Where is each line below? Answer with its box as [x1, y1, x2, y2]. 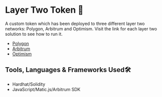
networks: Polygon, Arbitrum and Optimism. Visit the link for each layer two [5, 25, 157, 31]
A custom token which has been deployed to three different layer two [5, 21, 145, 26]
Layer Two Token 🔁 [5, 4, 84, 16]
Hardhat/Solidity [12, 81, 46, 87]
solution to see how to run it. [5, 31, 63, 37]
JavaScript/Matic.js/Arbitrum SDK [12, 86, 81, 92]
